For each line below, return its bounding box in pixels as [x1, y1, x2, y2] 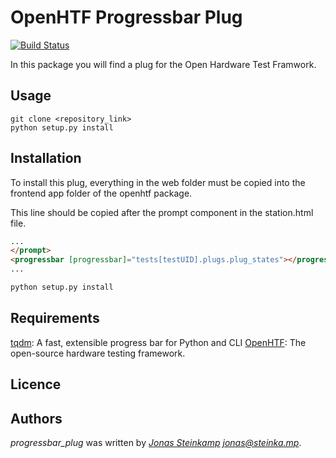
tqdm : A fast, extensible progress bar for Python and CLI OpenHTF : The [10, 336, 307, 348]
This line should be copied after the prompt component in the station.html [10, 206, 314, 218]
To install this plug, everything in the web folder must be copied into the [10, 176, 306, 188]
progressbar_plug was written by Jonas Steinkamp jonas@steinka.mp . [10, 436, 302, 448]
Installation [10, 150, 82, 167]
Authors [10, 410, 63, 427]
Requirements [10, 310, 100, 327]
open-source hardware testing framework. [10, 347, 186, 359]
